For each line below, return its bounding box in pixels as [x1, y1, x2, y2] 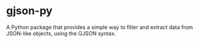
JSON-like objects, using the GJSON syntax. [6, 29, 116, 37]
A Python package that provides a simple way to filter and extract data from [6, 24, 194, 31]
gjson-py [6, 4, 53, 18]
